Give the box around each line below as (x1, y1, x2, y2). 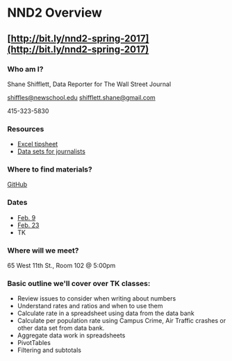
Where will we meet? (7, 245, 79, 255)
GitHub (7, 180, 28, 189)
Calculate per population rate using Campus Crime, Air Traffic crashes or (17, 317, 226, 325)
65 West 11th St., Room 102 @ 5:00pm (7, 262, 116, 270)
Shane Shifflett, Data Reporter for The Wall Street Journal (7, 80, 172, 88)
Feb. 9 (17, 213, 36, 221)
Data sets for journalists (17, 147, 85, 156)
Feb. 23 (17, 221, 40, 229)
